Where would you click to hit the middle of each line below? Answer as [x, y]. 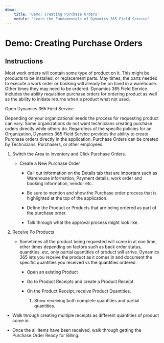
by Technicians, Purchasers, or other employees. [54, 144]
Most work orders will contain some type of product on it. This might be [77, 73]
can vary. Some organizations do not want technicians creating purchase [79, 124]
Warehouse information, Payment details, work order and [84, 178]
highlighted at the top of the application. [67, 198]
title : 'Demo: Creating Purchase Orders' [57, 14]
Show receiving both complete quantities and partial [87, 301]
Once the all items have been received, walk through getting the [77, 330]
